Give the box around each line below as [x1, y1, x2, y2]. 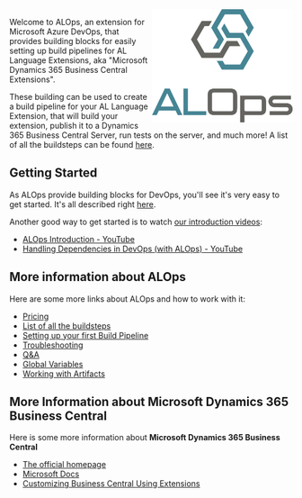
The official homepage [22, 459, 106, 470]
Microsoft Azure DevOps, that [9, 26, 120, 37]
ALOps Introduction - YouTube [22, 233, 135, 244]
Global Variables [22, 358, 84, 369]
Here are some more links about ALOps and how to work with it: [9, 293, 245, 304]
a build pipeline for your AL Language [9, 101, 148, 112]
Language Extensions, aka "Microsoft [9, 55, 148, 66]
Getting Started [9, 166, 98, 181]
